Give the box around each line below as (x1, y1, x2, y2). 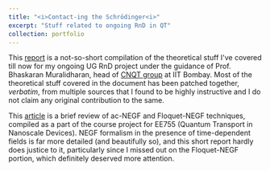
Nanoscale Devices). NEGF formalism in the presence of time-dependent (8, 128, 251, 138)
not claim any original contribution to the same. (8, 96, 165, 105)
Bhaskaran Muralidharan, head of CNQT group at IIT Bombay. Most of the (8, 70, 252, 79)
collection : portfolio (8, 30, 85, 38)
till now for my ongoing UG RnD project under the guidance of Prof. (8, 61, 231, 71)
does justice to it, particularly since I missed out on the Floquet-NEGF (8, 145, 239, 155)
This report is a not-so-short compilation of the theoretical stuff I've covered (8, 53, 262, 63)
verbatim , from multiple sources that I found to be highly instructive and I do (8, 87, 261, 96)
